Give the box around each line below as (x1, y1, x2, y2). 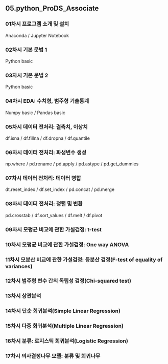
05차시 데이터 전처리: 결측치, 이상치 (5, 123, 88, 130)
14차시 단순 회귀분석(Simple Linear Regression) (5, 307, 121, 314)
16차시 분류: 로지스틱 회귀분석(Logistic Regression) (5, 337, 129, 345)
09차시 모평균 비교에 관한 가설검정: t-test (5, 226, 102, 233)
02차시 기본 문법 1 (5, 46, 47, 53)
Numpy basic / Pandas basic (5, 110, 65, 116)
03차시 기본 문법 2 (5, 72, 49, 79)
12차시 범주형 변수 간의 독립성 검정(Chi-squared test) (5, 277, 132, 285)
